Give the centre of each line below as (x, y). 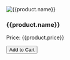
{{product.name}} (33, 24)
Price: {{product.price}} (35, 37)
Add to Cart (22, 50)
